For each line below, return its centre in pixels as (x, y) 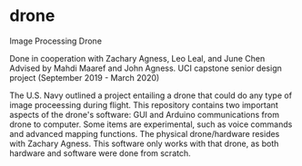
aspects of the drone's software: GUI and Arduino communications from (145, 114)
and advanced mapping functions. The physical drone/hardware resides (145, 133)
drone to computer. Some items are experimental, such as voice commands (151, 124)
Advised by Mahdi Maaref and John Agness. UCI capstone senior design (146, 68)
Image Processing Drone (56, 41)
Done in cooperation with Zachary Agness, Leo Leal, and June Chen (137, 58)
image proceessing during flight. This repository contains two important (144, 104)
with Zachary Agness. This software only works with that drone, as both (144, 143)
